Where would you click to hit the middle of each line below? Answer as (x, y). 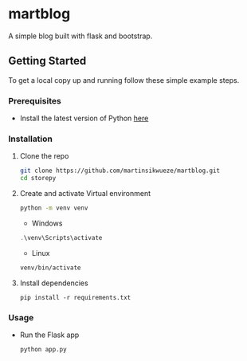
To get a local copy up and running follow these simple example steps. (124, 80)
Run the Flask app (49, 335)
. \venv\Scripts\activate (61, 237)
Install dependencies (54, 283)
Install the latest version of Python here (84, 118)
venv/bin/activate (50, 268)
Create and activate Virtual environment (85, 194)
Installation (31, 139)
